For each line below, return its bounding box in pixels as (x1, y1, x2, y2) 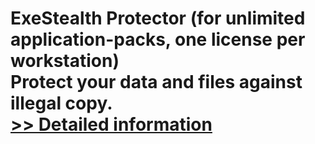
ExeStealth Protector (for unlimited (10, 7, 306, 30)
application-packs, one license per (10, 28, 306, 51)
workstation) (10, 50, 120, 72)
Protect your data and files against (10, 71, 303, 94)
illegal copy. (10, 92, 113, 115)
